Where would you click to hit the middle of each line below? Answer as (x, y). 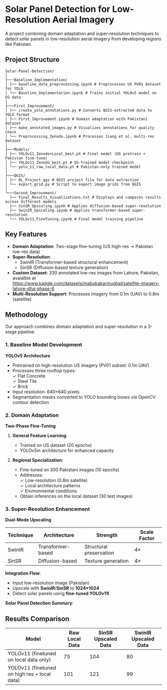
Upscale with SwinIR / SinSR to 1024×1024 (56, 588)
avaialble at (24, 278)
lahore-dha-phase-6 (33, 288)
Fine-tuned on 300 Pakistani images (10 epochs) (70, 470)
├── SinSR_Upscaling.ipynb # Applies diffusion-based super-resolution (85, 206)
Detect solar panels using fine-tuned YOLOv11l (61, 594)
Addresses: (31, 475)
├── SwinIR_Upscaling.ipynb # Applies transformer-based (70, 210)
